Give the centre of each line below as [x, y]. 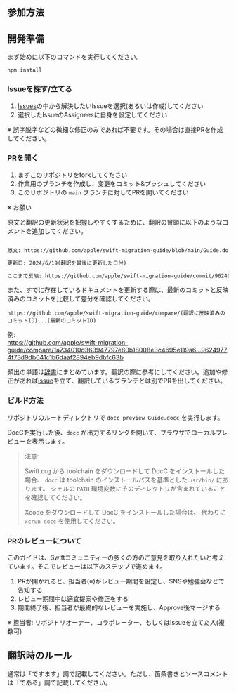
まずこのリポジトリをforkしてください [72, 175]
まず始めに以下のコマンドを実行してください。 [75, 57]
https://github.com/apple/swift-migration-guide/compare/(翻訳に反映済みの [117, 313]
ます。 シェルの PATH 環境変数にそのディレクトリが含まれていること [128, 488]
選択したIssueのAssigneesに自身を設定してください [92, 114]
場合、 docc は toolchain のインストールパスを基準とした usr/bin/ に [123, 480]
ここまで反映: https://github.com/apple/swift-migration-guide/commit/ [111, 276]
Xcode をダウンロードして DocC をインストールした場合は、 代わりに [125, 512]
